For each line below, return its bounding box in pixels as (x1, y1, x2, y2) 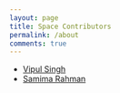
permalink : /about (9, 30, 79, 39)
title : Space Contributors (9, 22, 112, 31)
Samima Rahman (22, 74, 86, 85)
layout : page (9, 13, 59, 23)
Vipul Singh (22, 64, 66, 75)
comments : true (9, 38, 67, 48)
